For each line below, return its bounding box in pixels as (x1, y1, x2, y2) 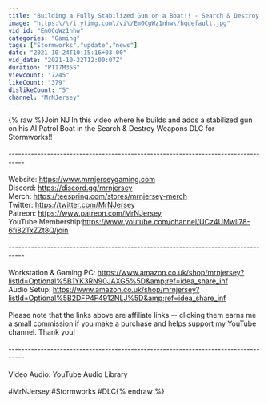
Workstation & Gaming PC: (8, 268, 96, 278)
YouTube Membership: (8, 217, 83, 227)
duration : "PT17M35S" (8, 64, 81, 72)
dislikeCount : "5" (8, 85, 70, 94)
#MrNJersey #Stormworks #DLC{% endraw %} (8, 386, 166, 396)
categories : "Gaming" (8, 34, 81, 42)
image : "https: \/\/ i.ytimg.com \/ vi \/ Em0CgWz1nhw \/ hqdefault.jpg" (8, 19, 230, 27)
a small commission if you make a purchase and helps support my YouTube (8, 319, 257, 328)
